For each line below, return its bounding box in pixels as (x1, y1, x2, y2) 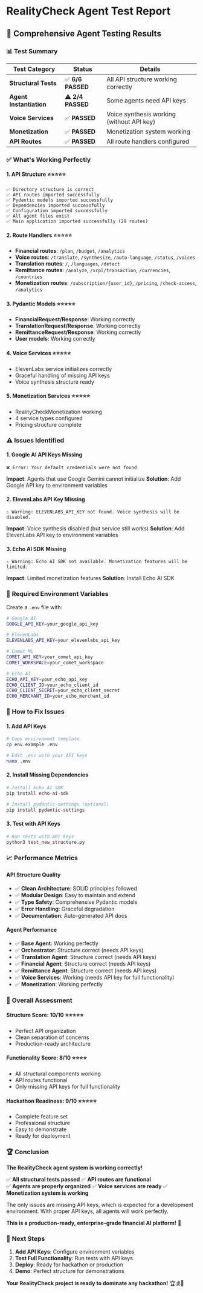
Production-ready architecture (14, 1040, 91, 1047)
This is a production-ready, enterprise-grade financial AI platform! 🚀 (6, 1219, 182, 1226)
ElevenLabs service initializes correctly (14, 365, 112, 372)
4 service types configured (14, 414, 83, 422)
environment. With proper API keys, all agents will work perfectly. (6, 1208, 169, 1215)
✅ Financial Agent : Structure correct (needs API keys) (14, 960, 151, 967)
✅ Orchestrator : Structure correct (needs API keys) (14, 946, 144, 954)
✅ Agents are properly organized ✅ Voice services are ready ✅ (6, 1182, 168, 1189)
